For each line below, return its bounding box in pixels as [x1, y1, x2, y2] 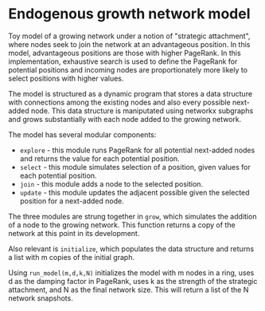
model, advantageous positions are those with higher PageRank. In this [8, 48, 241, 57]
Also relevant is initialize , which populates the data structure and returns [8, 244, 255, 254]
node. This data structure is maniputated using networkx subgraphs [30, 105, 254, 116]
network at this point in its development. [8, 228, 140, 238]
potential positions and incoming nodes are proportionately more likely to [8, 65, 248, 74]
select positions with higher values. [8, 73, 124, 83]
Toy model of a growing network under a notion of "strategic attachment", [8, 31, 251, 41]
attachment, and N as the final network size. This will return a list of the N [8, 285, 249, 294]
